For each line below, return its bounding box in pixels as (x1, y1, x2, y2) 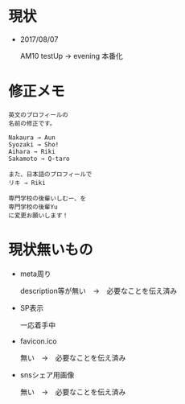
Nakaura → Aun (8, 134, 56, 142)
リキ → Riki (8, 179, 46, 187)
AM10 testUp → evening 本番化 (19, 51, 123, 60)
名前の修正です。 (8, 119, 56, 127)
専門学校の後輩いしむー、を (8, 194, 87, 202)
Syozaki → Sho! (8, 140, 60, 149)
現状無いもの (8, 241, 94, 259)
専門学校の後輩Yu (8, 203, 58, 211)
